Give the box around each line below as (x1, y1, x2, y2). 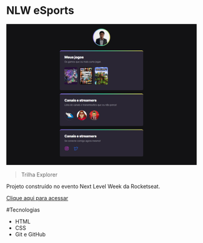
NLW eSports (6, 4, 74, 18)
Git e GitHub (14, 230, 46, 238)
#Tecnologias (6, 206, 40, 213)
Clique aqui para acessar (6, 194, 68, 201)
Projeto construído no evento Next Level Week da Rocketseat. (6, 183, 160, 190)
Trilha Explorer (21, 170, 58, 178)
